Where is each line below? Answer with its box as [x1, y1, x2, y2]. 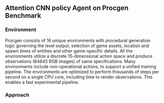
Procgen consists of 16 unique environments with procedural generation [5, 37, 151, 43]
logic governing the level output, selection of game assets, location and [5, 43, 149, 49]
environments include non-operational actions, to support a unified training [5, 63, 157, 69]
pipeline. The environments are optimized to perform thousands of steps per [5, 69, 159, 75]
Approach [5, 91, 29, 98]
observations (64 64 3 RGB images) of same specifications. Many [5, 58, 136, 64]
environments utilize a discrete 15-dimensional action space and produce [5, 53, 153, 59]
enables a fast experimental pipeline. [5, 79, 79, 85]
